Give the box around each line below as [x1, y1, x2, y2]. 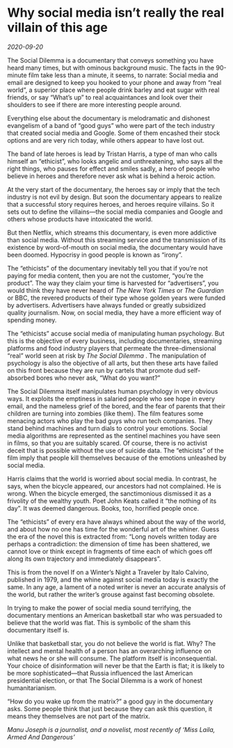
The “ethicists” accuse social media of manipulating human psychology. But [7, 329, 225, 337]
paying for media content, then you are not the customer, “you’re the [7, 271, 204, 280]
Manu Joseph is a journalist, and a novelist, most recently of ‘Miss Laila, [7, 725, 216, 733]
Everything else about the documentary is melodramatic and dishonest [7, 113, 210, 122]
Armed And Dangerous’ [7, 733, 75, 741]
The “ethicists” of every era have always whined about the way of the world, [7, 517, 226, 526]
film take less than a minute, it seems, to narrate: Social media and [28, 71, 218, 79]
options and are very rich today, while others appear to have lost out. [7, 136, 205, 144]
